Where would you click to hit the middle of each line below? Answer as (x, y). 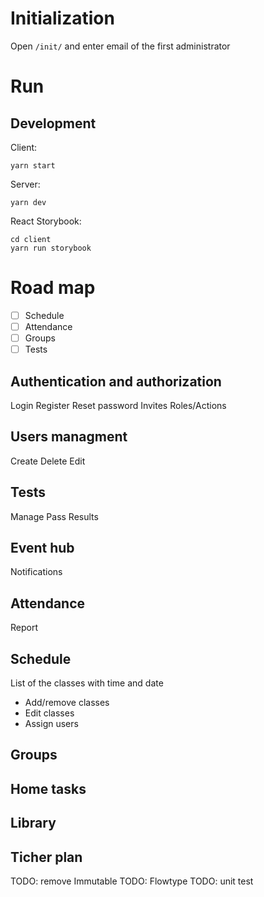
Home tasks (48, 788)
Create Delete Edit (48, 461)
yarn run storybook (51, 248)
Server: (25, 184)
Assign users (51, 723)
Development (53, 123)
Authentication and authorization (116, 381)
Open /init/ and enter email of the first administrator (120, 46)
